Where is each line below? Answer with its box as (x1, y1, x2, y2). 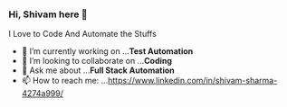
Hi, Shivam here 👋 (8, 8, 88, 21)
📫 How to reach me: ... (21, 76, 109, 86)
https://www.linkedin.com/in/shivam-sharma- (107, 76, 278, 86)
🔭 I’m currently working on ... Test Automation (21, 46, 194, 57)
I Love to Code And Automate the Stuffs (8, 29, 158, 40)
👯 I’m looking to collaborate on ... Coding (21, 56, 173, 67)
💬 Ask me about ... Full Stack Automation (21, 65, 176, 76)
